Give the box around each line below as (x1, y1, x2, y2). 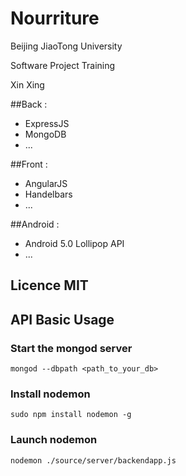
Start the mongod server (10, 341, 133, 355)
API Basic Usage (10, 311, 115, 328)
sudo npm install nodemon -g (10, 410, 132, 420)
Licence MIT (10, 277, 89, 294)
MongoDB (24, 128, 67, 140)
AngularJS (24, 177, 68, 189)
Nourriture (10, 7, 100, 30)
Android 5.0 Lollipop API (24, 237, 125, 249)
